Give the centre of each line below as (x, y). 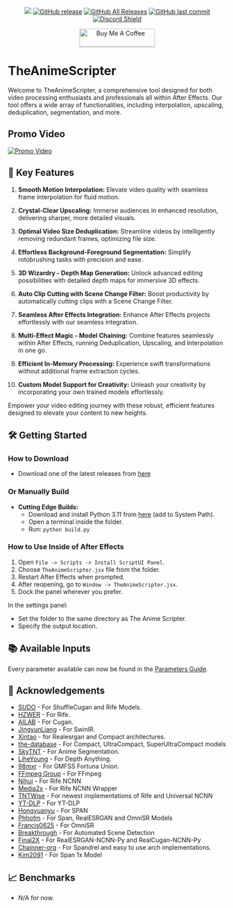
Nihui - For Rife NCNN (50, 781)
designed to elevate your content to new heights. (78, 413)
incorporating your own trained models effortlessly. (91, 392)
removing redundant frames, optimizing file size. (87, 238)
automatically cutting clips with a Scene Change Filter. (95, 301)
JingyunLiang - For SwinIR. (57, 729)
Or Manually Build (38, 492)
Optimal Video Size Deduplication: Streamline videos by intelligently (116, 231)
